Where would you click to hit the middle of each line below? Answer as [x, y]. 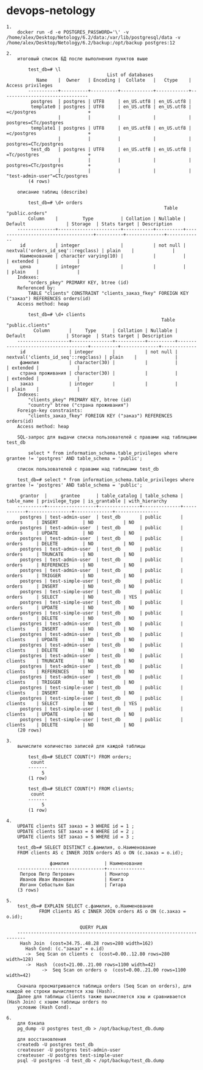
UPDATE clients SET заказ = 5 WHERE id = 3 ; [76, 837]
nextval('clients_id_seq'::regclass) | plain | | [92, 357]
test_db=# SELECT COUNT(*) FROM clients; [81, 789]
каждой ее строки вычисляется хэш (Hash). [61, 991]
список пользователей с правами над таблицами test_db [88, 469]
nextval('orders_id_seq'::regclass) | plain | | [91, 250]
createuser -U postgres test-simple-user [70, 1055]
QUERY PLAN [94, 927]
